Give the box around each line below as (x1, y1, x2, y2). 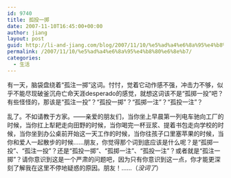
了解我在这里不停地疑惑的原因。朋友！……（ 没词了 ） (12, 164, 163, 172)
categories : (7, 55, 41, 62)
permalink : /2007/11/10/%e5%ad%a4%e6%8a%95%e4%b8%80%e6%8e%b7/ (7, 49, 192, 55)
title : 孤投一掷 (7, 16, 49, 23)
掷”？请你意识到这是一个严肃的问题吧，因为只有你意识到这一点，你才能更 (7, 155, 215, 163)
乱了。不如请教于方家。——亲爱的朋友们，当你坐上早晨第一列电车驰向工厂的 (7, 112, 224, 120)
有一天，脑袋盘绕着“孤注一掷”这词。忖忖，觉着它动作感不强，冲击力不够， (7, 80, 218, 89)
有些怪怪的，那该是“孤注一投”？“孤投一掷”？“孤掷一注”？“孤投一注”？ (7, 97, 203, 106)
